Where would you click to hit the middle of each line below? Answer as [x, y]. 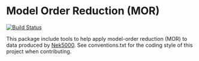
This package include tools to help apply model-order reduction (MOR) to [97, 38]
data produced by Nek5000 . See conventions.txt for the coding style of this [99, 45]
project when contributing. [39, 51]
